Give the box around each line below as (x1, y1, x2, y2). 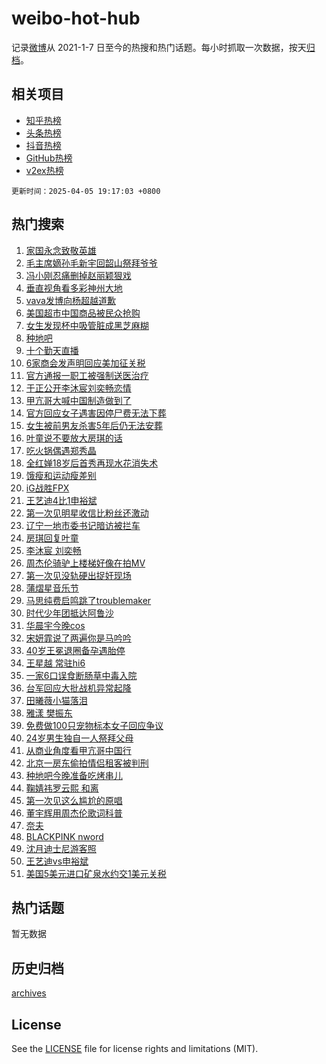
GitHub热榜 (25, 152, 73, 164)
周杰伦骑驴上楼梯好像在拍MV (25, 557, 146, 569)
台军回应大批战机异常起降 (25, 682, 132, 694)
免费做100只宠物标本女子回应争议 (25, 719, 164, 731)
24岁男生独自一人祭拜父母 (25, 732, 134, 744)
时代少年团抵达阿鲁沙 (25, 607, 114, 619)
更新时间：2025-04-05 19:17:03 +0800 (11, 186, 161, 196)
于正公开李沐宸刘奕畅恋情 (25, 382, 132, 394)
